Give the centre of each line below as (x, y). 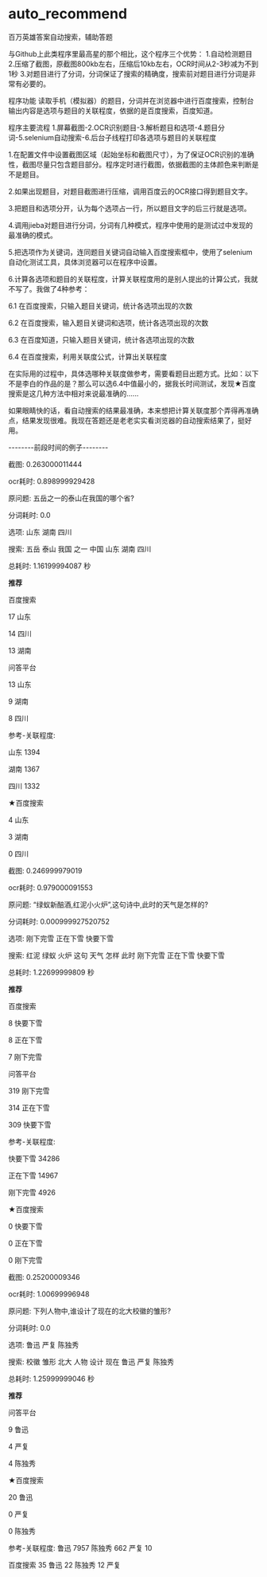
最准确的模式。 (33, 235)
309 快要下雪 (30, 1124)
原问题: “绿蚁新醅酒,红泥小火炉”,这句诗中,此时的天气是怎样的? (108, 904)
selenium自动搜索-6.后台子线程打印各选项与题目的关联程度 (120, 137)
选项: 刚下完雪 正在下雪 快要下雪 (61, 938)
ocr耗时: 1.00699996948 (49, 1294)
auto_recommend (68, 14)
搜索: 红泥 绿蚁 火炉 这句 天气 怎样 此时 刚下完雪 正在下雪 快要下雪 (116, 955)
